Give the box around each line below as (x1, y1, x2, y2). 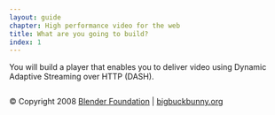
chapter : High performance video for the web (9, 21, 180, 30)
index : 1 (9, 37, 42, 47)
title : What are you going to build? (9, 29, 149, 38)
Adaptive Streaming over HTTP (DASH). (9, 72, 154, 82)
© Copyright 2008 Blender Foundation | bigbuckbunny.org (9, 96, 224, 107)
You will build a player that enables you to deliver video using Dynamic (9, 62, 267, 73)
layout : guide (9, 12, 62, 22)
